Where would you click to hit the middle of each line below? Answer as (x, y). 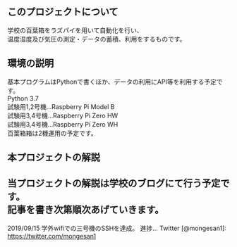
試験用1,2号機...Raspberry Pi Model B (61, 106)
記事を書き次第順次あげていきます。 (86, 210)
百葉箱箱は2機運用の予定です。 (52, 133)
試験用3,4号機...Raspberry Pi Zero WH (63, 124)
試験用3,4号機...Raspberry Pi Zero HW (63, 115)
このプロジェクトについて (63, 12)
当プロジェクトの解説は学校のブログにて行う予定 (114, 183)
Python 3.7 (23, 98)
